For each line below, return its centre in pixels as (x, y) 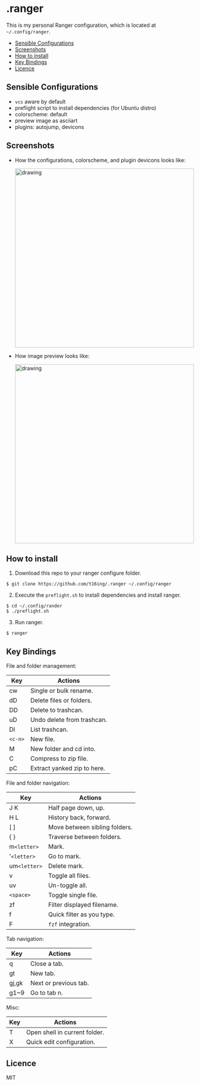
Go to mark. (65, 856)
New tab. (43, 973)
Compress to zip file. (59, 758)
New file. (43, 739)
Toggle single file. (73, 895)
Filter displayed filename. (83, 905)
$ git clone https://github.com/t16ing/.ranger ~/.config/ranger (89, 584)
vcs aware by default (40, 101)
